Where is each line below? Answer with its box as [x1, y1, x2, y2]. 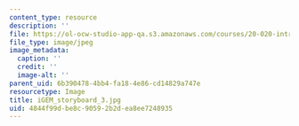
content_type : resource [9, 12, 98, 22]
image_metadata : [9, 46, 69, 55]
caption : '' [17, 54, 62, 63]
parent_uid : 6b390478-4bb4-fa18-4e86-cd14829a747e [9, 79, 201, 88]
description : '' [9, 21, 69, 30]
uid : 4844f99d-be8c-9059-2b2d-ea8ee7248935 [9, 104, 174, 113]
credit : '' [17, 63, 58, 72]
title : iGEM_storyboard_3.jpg [9, 95, 122, 105]
